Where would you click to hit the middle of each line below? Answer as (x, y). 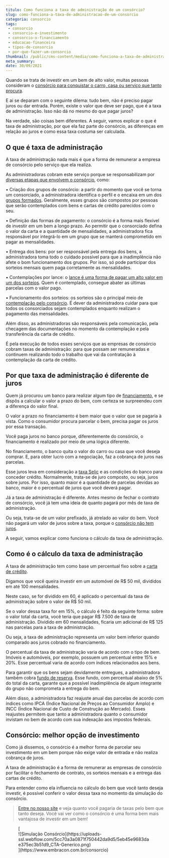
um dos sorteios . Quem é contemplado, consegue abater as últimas (76, 282)
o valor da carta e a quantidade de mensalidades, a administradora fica (79, 231)
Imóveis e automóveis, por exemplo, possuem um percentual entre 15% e (81, 657)
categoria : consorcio (28, 19)
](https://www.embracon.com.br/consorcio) (63, 850)
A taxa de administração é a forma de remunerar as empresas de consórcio (84, 768)
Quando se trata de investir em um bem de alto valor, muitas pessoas (77, 80)
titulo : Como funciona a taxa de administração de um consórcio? (75, 10)
